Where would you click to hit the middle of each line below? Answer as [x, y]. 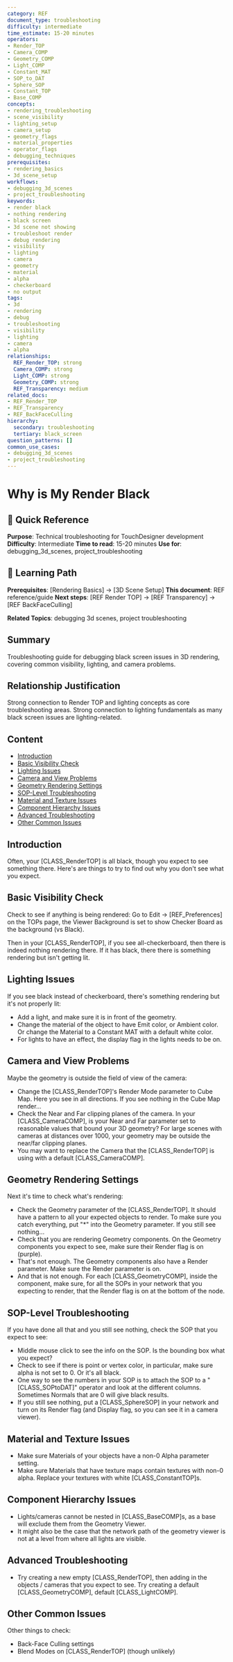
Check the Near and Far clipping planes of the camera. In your [106, 1113]
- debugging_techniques [42, 156]
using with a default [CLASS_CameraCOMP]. [81, 1158]
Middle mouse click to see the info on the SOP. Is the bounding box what [121, 1350]
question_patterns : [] [40, 440]
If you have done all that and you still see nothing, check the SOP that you [113, 1330]
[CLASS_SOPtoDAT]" [47, 1387]
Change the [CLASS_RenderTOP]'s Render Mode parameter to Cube [115, 1091]
